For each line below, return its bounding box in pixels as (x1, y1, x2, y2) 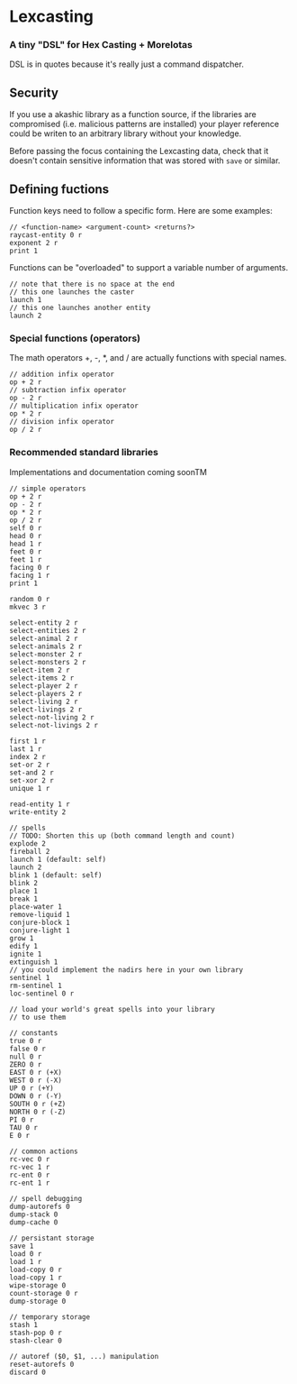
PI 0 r (9, 1115, 34, 1124)
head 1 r (9, 539, 42, 548)
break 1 (9, 894, 39, 903)
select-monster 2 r (9, 649, 83, 659)
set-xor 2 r (9, 775, 54, 785)
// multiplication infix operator (9, 401, 139, 411)
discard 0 (9, 1368, 47, 1377)
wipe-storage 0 (9, 1280, 67, 1290)
